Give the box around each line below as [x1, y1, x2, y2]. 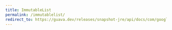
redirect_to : [5, 17, 33, 22]
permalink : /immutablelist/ [5, 12, 66, 17]
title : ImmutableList [5, 7, 52, 13]
